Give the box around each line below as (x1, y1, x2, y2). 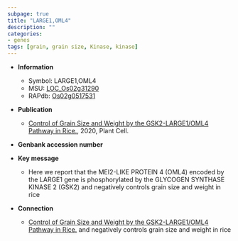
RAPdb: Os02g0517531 (28, 91, 96, 100)
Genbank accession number (17, 140, 103, 149)
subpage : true (7, 10, 50, 18)
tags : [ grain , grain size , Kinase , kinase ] (7, 43, 139, 50)
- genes (7, 37, 31, 44)
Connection (17, 204, 53, 213)
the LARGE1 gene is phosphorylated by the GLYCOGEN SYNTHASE (28, 175, 225, 184)
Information (17, 63, 54, 71)
